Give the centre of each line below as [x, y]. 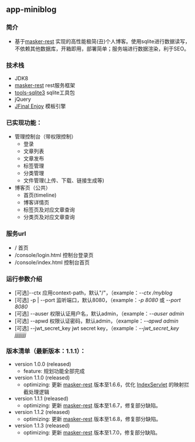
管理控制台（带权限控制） [45, 136]
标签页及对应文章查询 [49, 210]
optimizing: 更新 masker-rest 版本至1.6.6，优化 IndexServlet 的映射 [104, 385]
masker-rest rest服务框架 [45, 85]
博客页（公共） [32, 188]
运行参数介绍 [24, 279]
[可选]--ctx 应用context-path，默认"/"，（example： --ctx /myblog [93, 293]
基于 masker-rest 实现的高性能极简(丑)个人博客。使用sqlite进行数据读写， [102, 41]
